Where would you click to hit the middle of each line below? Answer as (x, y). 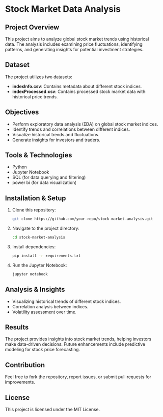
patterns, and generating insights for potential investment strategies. (74, 49)
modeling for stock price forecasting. (42, 350)
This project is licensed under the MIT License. (53, 409)
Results (17, 327)
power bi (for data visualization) (44, 182)
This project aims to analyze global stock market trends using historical (77, 39)
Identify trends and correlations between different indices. (71, 129)
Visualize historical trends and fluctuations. (56, 134)
